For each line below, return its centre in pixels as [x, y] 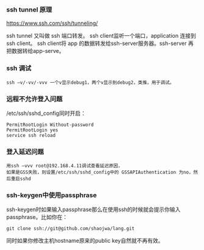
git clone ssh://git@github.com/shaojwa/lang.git [71, 229]
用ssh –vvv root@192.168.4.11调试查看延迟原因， [65, 166]
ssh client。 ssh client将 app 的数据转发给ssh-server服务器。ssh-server [97, 43]
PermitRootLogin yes [33, 130]
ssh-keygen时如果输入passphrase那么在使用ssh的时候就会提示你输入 [93, 210]
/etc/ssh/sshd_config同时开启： [46, 113]
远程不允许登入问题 [34, 99]
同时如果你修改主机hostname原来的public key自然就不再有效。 [85, 241]
